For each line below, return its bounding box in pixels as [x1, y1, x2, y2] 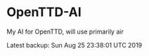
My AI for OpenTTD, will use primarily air [6, 27, 124, 36]
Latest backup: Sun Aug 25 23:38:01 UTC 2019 [6, 41, 143, 49]
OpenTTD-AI [6, 4, 82, 20]
